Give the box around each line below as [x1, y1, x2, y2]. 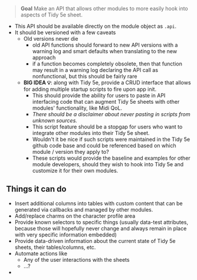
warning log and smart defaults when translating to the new [32, 48, 178, 55]
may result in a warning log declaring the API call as [32, 67, 158, 73]
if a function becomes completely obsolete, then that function [32, 60, 183, 67]
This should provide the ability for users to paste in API [32, 92, 166, 99]
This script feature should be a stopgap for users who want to [32, 123, 183, 130]
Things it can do [6, 184, 67, 194]
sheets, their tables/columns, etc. [14, 243, 96, 251]
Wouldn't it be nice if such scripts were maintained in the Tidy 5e [32, 136, 191, 143]
